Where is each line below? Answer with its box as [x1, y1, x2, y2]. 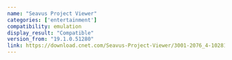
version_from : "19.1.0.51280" [7, 36, 95, 43]
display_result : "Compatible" [7, 29, 95, 37]
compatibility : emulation [7, 23, 81, 30]
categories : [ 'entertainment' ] [7, 17, 97, 23]
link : [7, 42, 23, 49]
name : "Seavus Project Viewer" [7, 10, 97, 17]
